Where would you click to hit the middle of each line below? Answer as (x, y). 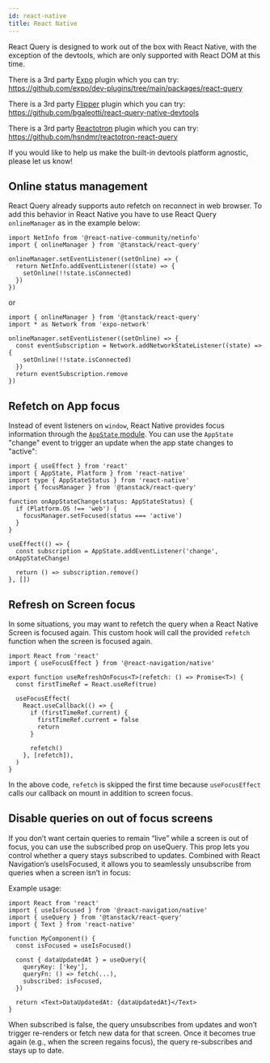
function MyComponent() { (52, 938)
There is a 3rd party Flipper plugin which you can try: (97, 104)
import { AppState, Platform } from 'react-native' (97, 474)
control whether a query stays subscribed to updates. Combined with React (134, 855)
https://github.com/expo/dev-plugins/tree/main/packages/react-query (126, 88)
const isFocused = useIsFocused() (74, 946)
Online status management (78, 186)
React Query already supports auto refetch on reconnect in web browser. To (135, 206)
